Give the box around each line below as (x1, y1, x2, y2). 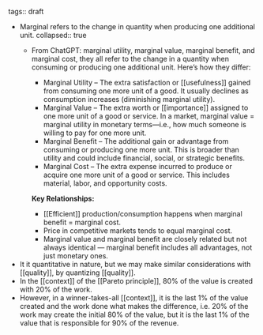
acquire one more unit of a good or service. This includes (43, 170, 231, 179)
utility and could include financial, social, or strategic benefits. (43, 153, 246, 163)
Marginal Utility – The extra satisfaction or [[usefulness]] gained (43, 78, 251, 87)
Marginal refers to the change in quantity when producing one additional (19, 22, 255, 31)
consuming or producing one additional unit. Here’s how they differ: (31, 62, 251, 72)
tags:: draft (8, 7, 44, 16)
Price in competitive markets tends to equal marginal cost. (43, 226, 233, 235)
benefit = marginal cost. (43, 217, 121, 227)
